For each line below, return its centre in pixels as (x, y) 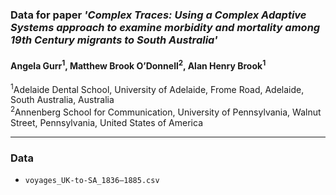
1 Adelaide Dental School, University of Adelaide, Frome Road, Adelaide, (157, 88)
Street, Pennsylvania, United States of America (106, 123)
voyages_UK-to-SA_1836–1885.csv (92, 181)
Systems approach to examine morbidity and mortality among (165, 27)
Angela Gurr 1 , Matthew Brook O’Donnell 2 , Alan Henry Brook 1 (138, 65)
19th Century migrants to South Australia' (114, 40)
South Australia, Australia (62, 100)
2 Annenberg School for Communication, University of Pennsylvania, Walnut (166, 111)
